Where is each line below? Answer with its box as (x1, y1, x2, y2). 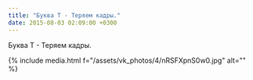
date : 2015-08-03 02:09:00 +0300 (8, 19, 117, 27)
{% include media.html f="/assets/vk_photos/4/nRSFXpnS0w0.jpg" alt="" (8, 56, 247, 65)
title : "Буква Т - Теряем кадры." (8, 11, 121, 20)
